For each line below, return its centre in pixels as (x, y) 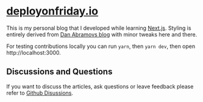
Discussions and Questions (59, 72)
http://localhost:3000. (34, 52)
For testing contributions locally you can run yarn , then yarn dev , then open (101, 46)
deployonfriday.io (52, 11)
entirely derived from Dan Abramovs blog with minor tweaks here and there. (102, 34)
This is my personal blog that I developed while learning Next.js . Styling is (99, 28)
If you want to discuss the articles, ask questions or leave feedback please (100, 86)
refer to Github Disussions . (40, 93)
